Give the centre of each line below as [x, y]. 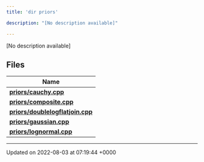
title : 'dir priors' [32, 12]
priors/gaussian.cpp [39, 122]
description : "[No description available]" [62, 23]
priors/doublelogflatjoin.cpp [51, 112]
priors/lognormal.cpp [41, 132]
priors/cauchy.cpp [37, 92]
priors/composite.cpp [42, 102]
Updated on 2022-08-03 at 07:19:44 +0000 [61, 152]
